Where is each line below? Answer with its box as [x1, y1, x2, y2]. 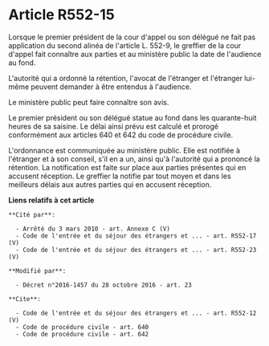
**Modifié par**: [8, 267, 67, 275]
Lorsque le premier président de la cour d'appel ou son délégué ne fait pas [8, 32, 256, 42]
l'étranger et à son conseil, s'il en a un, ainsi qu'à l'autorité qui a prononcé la [8, 154, 261, 164]
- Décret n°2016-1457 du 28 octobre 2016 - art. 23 [15, 281, 193, 289]
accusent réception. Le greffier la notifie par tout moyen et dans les [8, 171, 231, 181]
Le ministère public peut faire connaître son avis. [8, 97, 169, 107]
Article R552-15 [8, 6, 115, 24]
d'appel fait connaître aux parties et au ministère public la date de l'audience [8, 49, 262, 59]
